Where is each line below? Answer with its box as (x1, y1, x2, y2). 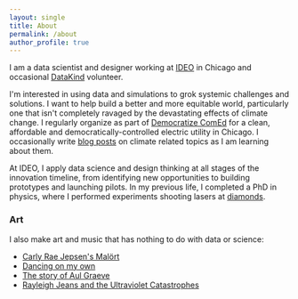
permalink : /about (9, 29, 77, 38)
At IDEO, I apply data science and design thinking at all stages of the (9, 163, 260, 174)
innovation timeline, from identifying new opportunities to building (9, 173, 251, 183)
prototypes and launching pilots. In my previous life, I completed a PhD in (9, 182, 278, 192)
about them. (9, 146, 53, 157)
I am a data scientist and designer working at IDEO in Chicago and (9, 62, 252, 73)
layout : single (9, 12, 66, 22)
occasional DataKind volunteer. (9, 72, 124, 83)
